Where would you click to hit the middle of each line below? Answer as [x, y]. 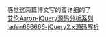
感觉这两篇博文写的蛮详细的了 [49, 10]
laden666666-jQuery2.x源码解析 [53, 27]
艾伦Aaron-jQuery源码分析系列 [50, 18]
